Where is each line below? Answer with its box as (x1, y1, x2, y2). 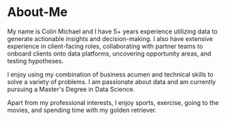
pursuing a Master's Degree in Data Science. (7, 85, 135, 93)
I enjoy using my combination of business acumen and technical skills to (7, 70, 214, 79)
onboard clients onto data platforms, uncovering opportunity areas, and (7, 49, 211, 58)
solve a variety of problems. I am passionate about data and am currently (7, 77, 216, 86)
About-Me (7, 4, 68, 20)
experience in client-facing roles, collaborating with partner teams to (7, 42, 203, 50)
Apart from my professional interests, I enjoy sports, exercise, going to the (7, 98, 219, 106)
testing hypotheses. (7, 56, 64, 65)
